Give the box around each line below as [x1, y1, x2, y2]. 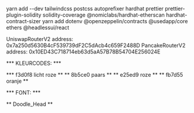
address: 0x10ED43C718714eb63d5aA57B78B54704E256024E [6, 48, 161, 55]
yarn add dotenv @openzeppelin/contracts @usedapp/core [42, 18, 189, 24]
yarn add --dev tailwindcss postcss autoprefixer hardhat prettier [6, 5, 164, 12]
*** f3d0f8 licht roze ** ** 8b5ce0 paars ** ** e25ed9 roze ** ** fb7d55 [6, 71, 183, 78]
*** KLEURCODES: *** [6, 59, 61, 67]
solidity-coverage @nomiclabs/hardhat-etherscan [42, 11, 165, 18]
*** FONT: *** [6, 89, 40, 96]
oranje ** [6, 77, 29, 84]
